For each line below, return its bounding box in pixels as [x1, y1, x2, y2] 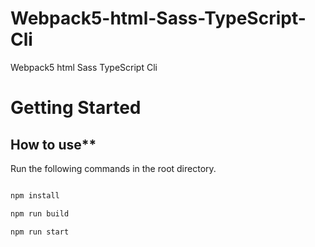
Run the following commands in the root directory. [10, 162, 217, 174]
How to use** [10, 136, 97, 153]
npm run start [10, 227, 70, 237]
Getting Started [10, 97, 142, 119]
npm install [10, 190, 60, 201]
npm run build [10, 208, 70, 219]
